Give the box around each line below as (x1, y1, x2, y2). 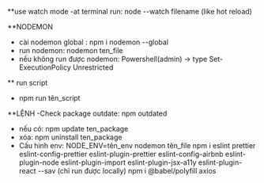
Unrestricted (73, 63, 114, 72)
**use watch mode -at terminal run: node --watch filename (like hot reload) (7, 7, 252, 16)
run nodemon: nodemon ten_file (18, 46, 123, 55)
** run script (7, 78, 48, 87)
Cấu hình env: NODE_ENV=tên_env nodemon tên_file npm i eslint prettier (18, 141, 256, 150)
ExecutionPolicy (18, 63, 72, 72)
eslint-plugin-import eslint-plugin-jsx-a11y (61, 158, 197, 167)
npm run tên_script (18, 93, 81, 102)
